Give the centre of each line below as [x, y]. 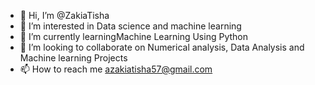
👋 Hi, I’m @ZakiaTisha [64, 15]
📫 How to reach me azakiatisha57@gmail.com [116, 69]
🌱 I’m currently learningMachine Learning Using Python [133, 36]
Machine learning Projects [73, 58]
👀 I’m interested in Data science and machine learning [130, 26]
